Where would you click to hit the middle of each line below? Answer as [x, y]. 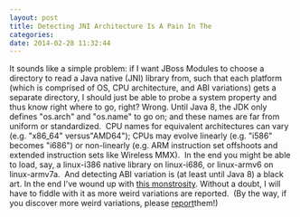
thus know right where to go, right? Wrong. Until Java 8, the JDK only [138, 107]
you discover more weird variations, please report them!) [114, 203]
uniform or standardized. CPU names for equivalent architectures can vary [149, 127]
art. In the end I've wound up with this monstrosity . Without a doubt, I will [145, 184]
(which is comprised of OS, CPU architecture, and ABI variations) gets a [143, 88]
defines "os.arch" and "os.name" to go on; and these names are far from [145, 117]
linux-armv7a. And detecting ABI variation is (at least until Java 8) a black [147, 175]
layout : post [34, 18]
